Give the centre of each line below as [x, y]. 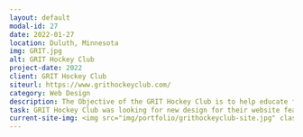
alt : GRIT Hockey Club [52, 59]
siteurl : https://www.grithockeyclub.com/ [90, 85]
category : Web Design [50, 93]
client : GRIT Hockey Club [58, 77]
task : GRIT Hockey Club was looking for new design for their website [145, 110]
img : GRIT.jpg [36, 51]
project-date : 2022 [46, 68]
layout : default [40, 18]
